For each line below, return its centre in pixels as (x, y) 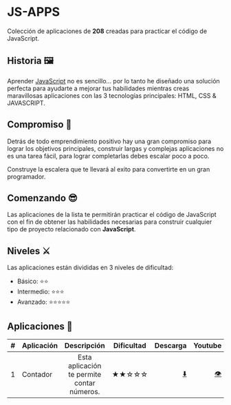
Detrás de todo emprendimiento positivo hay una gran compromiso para (109, 141)
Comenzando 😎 (42, 198)
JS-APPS (34, 12)
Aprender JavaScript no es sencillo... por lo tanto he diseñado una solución (113, 81)
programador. (26, 176)
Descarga (170, 345)
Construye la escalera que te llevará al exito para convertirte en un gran (109, 169)
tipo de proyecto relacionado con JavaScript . (71, 229)
